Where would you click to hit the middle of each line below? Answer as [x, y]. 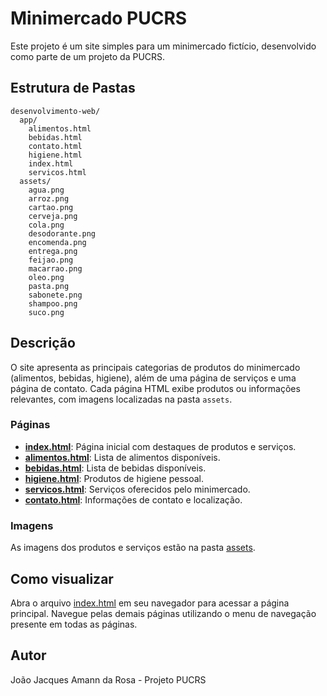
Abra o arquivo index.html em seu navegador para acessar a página [150, 603]
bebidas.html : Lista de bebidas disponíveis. [115, 468]
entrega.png [53, 251]
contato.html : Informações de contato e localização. [133, 499]
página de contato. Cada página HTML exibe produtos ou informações [155, 388]
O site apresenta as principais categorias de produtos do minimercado [155, 367]
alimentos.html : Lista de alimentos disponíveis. [122, 457]
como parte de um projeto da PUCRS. [88, 56]
